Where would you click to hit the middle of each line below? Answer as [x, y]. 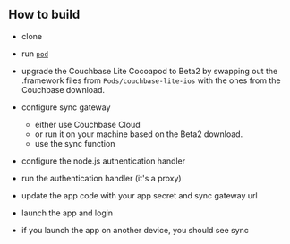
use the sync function [75, 143]
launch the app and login [67, 213]
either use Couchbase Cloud [87, 124]
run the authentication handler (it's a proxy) [101, 178]
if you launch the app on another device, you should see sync [135, 230]
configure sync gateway [66, 107]
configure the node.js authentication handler [103, 161]
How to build [44, 15]
